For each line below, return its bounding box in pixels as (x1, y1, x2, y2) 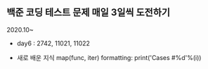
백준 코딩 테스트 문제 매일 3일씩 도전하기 (6, 6, 170, 19)
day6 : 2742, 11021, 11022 (16, 39, 91, 47)
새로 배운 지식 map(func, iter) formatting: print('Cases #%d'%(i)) (16, 53, 202, 61)
